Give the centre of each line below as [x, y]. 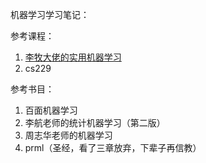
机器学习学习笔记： [50, 14]
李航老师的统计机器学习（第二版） [95, 122]
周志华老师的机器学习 [68, 135]
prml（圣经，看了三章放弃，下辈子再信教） [113, 147]
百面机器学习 [51, 110]
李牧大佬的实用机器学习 [73, 57]
